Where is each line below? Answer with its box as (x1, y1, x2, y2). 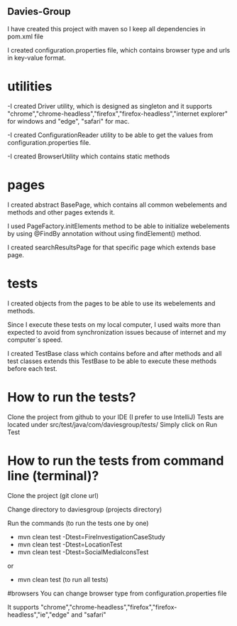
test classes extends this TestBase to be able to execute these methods (7, 357, 217, 365)
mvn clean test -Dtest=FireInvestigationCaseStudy (17, 532, 165, 541)
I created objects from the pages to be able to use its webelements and (7, 298, 216, 308)
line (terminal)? (7, 468, 99, 484)
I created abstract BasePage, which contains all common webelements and (7, 200, 227, 209)
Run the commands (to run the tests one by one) (7, 519, 149, 527)
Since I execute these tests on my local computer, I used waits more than (7, 320, 221, 329)
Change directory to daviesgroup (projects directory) (7, 504, 162, 514)
